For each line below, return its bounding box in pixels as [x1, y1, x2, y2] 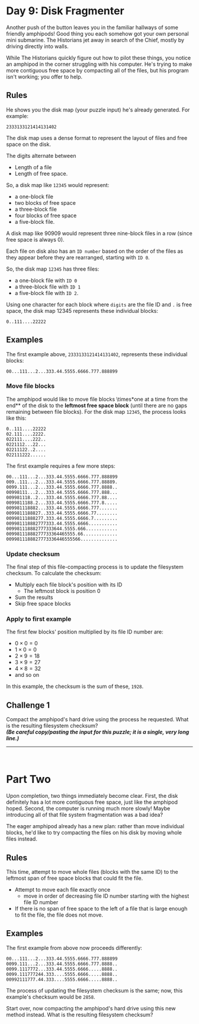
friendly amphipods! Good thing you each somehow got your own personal [6, 30, 189, 37]
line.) [6, 735, 20, 742]
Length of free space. [14, 170, 68, 177]
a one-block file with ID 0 [14, 277, 78, 284]
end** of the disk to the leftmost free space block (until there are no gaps [6, 402, 188, 409]
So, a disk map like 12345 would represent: [6, 181, 110, 188]
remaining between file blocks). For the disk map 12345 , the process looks [6, 408, 187, 415]
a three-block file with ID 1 [14, 283, 81, 290]
